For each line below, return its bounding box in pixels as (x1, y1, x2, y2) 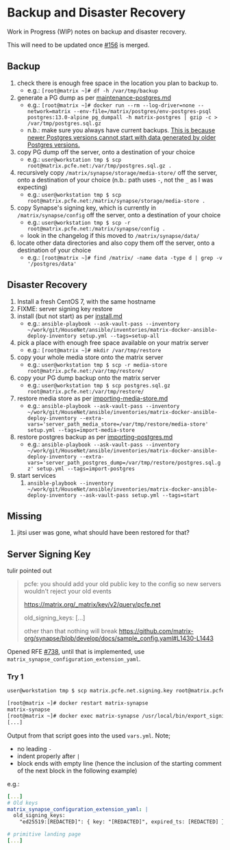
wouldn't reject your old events (23, 587, 112, 596)
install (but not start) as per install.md (16, 312, 123, 320)
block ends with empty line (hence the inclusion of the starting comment (16, 759, 222, 767)
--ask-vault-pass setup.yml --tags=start (79, 491, 200, 498)
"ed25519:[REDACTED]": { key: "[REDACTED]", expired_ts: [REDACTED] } (19, 818, 225, 825)
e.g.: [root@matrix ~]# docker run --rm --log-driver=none (27, 101, 195, 109)
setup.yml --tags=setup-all (79, 332, 159, 339)
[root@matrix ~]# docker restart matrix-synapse (7, 700, 149, 707)
